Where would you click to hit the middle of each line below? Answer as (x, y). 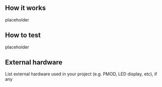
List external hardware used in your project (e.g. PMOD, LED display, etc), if (81, 74)
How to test (23, 35)
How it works (25, 8)
